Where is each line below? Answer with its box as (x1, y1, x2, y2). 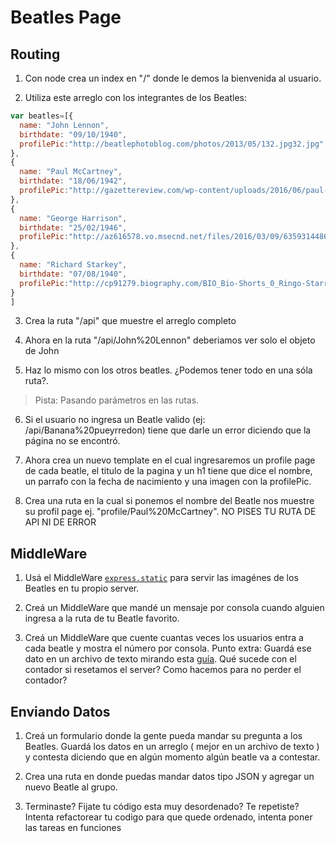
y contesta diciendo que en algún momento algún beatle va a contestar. (24, 751, 321, 763)
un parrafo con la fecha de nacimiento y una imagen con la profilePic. (24, 476, 312, 488)
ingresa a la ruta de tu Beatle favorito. (24, 612, 180, 625)
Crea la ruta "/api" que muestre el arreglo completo (24, 315, 237, 327)
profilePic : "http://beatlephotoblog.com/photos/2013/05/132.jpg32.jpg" (19, 139, 325, 149)
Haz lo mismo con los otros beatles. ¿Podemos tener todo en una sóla (24, 364, 313, 376)
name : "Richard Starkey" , (19, 260, 128, 270)
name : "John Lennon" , (19, 120, 110, 130)
